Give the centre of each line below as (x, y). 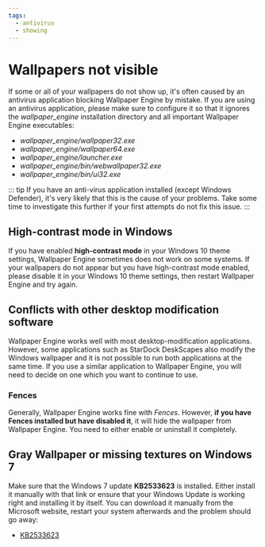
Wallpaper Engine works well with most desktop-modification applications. (130, 341)
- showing (31, 30)
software (31, 322)
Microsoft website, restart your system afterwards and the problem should (130, 511)
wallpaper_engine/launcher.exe (71, 158)
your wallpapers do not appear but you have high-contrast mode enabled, (129, 268)
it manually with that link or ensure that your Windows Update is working (127, 495)
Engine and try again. (43, 285)
